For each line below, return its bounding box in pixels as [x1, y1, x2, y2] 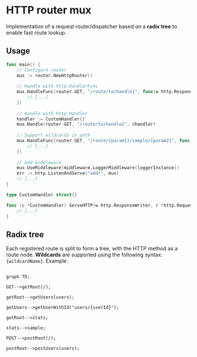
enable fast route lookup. [6, 29, 67, 36]
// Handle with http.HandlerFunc [16, 83, 98, 90]
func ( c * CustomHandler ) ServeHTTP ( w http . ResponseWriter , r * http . [6, 202, 177, 208]
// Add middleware [16, 159, 62, 166]
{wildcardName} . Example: [6, 258, 69, 265]
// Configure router [16, 67, 67, 73]
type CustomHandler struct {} [6, 191, 77, 198]
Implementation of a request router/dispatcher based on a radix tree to [6, 23, 178, 30]
